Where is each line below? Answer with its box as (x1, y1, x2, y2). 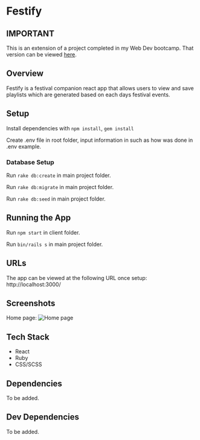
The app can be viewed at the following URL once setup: (6, 274, 147, 281)
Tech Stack (6, 332, 50, 342)
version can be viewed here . (6, 51, 77, 58)
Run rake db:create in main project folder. (6, 172, 111, 179)
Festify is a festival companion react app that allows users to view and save (6, 84, 195, 92)
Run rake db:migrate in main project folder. (6, 183, 114, 190)
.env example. (6, 142, 41, 150)
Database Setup (6, 158, 54, 166)
